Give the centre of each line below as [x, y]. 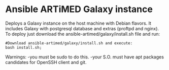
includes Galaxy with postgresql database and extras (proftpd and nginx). [82, 28]
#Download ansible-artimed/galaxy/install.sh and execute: [69, 43]
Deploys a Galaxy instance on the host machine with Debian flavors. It [78, 23]
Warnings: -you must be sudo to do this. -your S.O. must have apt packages [84, 57]
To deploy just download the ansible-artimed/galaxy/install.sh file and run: [83, 34]
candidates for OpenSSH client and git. [46, 62]
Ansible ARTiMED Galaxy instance [79, 9]
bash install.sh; [24, 47]
